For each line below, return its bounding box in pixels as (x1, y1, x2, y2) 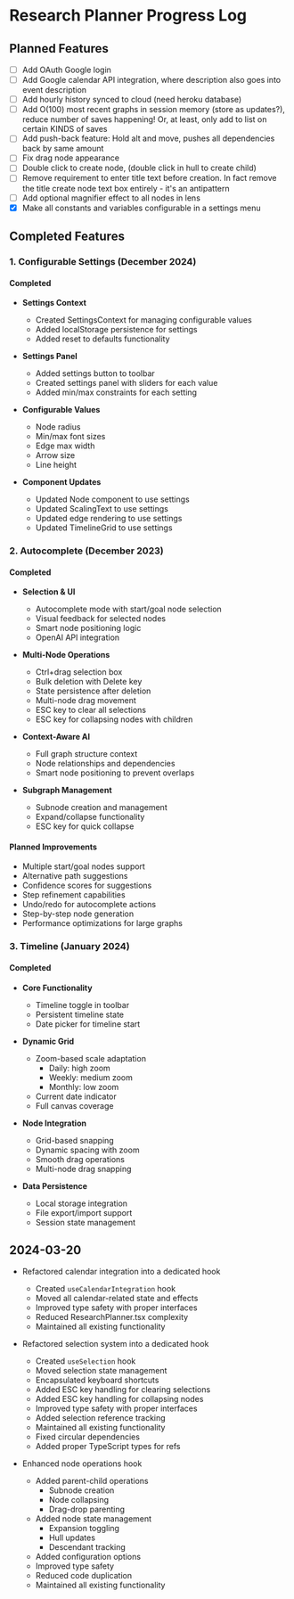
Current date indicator (35, 1091, 118, 1102)
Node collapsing (48, 1495, 110, 1505)
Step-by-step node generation (21, 908, 135, 919)
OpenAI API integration (35, 632, 120, 643)
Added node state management (35, 1513, 152, 1524)
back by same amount (21, 143, 104, 154)
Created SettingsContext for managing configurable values (35, 315, 252, 325)
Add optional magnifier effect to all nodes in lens (21, 193, 200, 203)
